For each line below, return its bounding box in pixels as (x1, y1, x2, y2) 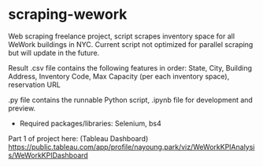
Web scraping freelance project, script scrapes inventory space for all (8, 31, 235, 41)
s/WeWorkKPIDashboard (8, 151, 88, 160)
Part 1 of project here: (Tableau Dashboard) (8, 133, 149, 143)
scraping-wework (8, 5, 128, 24)
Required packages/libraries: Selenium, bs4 (19, 118, 161, 128)
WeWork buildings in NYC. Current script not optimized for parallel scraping (8, 39, 254, 49)
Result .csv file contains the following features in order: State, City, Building (8, 63, 253, 72)
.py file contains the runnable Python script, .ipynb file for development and (8, 95, 254, 104)
